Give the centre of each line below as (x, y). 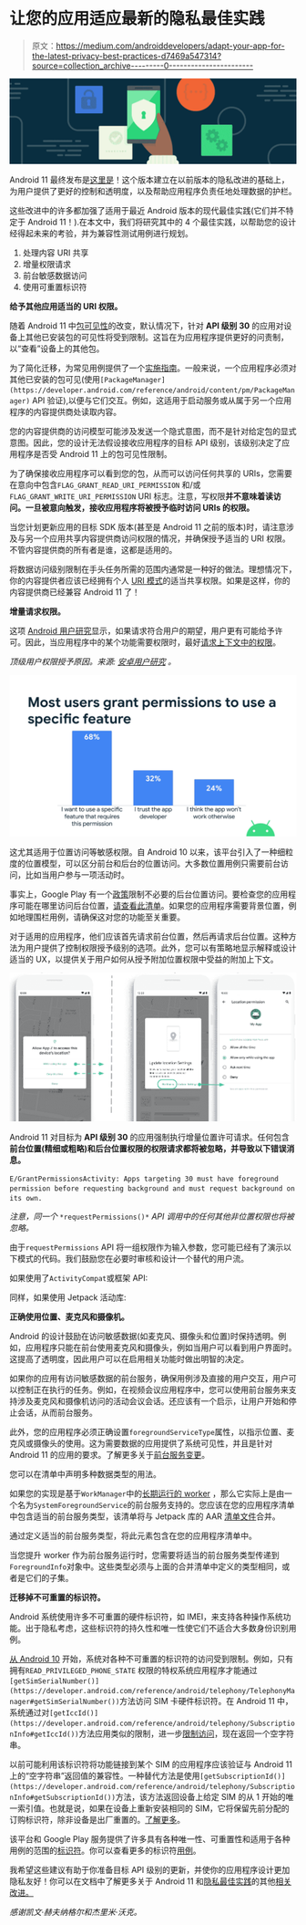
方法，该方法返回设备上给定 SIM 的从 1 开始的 (200, 1796)
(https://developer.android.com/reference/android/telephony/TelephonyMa (153, 1691)
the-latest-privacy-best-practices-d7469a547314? (126, 56)
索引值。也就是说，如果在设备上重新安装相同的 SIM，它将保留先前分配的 (153, 1808)
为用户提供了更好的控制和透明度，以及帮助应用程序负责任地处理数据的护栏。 (153, 191)
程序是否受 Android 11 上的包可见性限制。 (95, 453)
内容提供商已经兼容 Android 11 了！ (75, 592)
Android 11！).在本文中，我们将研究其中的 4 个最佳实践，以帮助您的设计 (162, 222)
